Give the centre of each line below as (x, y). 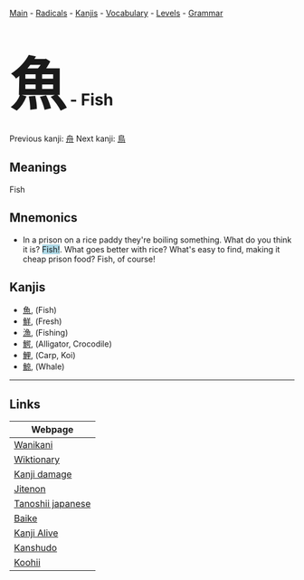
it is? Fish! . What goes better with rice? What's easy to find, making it (151, 249)
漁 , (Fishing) (45, 333)
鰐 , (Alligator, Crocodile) (67, 344)
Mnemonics (44, 218)
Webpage (52, 430)
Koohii (27, 563)
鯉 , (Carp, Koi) (49, 356)
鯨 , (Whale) (43, 366)
